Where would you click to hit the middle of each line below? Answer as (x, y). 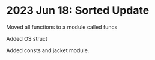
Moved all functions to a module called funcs (62, 27)
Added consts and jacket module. (48, 50)
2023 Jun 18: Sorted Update (78, 10)
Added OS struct (27, 38)
